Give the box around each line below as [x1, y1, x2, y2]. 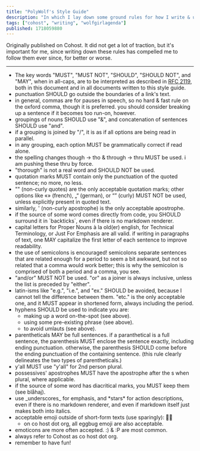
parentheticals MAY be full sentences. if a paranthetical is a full [14, 332, 170, 339]
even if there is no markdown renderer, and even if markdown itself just [14, 401, 190, 409]
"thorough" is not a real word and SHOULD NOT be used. [14, 166, 156, 174]
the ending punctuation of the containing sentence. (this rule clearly [14, 350, 182, 358]
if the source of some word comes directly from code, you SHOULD [14, 211, 182, 218]
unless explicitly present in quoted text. [14, 198, 111, 206]
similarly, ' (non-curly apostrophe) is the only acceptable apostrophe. [14, 205, 185, 212]
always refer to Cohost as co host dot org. [14, 433, 118, 440]
